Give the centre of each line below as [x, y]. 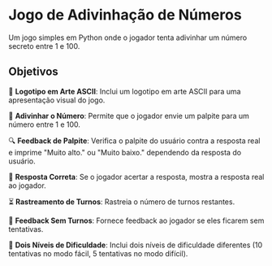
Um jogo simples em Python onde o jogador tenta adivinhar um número [128, 37]
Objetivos [33, 72]
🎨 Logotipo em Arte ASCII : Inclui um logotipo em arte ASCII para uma [125, 91]
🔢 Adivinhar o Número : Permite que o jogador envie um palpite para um [129, 116]
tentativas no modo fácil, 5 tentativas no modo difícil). [98, 253]
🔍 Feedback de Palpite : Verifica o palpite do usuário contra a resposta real [134, 141]
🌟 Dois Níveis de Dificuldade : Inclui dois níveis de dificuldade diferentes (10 [136, 245]
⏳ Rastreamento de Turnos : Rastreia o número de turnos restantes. [122, 202]
